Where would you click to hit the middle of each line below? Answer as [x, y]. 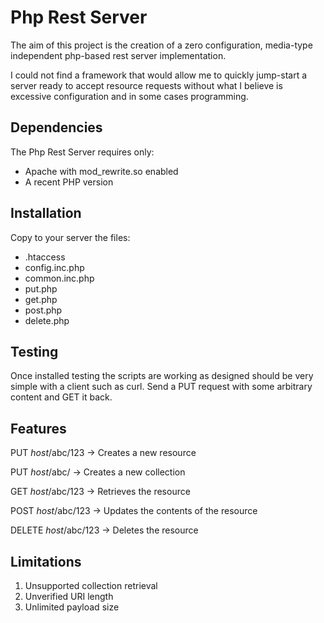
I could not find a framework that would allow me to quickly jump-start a [159, 75]
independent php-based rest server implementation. [118, 55]
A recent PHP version [69, 182]
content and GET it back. [61, 397]
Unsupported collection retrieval [91, 585]
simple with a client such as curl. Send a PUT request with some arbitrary [161, 387]
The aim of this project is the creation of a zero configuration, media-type [161, 45]
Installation [46, 213]
